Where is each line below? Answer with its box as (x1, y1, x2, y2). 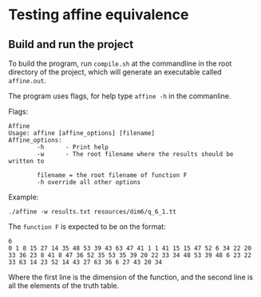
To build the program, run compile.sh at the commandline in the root (8, 58, 232, 68)
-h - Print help (37, 143, 109, 151)
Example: (8, 192, 39, 202)
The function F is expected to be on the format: (8, 222, 166, 231)
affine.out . (8, 76, 46, 85)
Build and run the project (8, 38, 134, 51)
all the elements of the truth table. (8, 281, 120, 290)
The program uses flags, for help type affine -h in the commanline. (8, 91, 231, 101)
